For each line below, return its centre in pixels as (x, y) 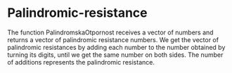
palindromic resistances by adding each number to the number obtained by (116, 47)
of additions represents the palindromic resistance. (81, 62)
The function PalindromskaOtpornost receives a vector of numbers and (110, 32)
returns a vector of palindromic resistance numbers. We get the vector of (113, 39)
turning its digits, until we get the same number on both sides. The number (115, 55)
